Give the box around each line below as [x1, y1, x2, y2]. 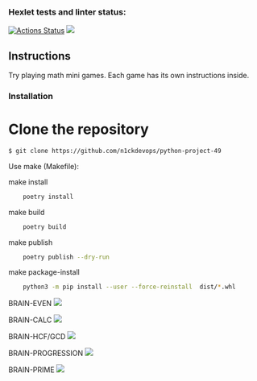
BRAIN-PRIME [8, 365, 55, 375]
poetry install [23, 193, 74, 201]
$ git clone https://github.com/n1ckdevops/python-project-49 [8, 147, 222, 155]
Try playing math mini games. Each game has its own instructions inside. [8, 71, 250, 81]
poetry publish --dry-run [23, 253, 110, 261]
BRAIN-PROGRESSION [8, 349, 84, 358]
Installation [8, 91, 54, 102]
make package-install [8, 267, 81, 277]
